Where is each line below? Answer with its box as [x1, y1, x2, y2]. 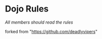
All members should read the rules [5, 19, 73, 25]
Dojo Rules [5, 3, 49, 14]
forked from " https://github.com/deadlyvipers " [5, 28, 98, 34]
